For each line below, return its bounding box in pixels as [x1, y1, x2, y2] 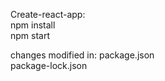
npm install [10, 19, 56, 31]
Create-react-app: [10, 9, 86, 20]
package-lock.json [10, 60, 88, 71]
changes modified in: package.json [10, 49, 155, 61]
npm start [10, 30, 51, 41]
